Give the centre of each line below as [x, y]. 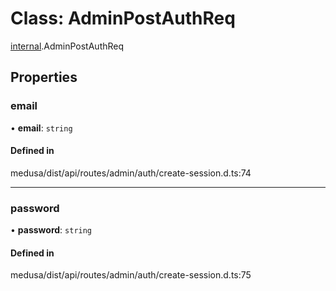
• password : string [51, 230]
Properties [44, 77]
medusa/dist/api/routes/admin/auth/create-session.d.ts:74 [131, 173]
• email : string [41, 128]
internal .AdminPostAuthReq [67, 46]
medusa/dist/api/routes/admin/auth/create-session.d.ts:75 [131, 275]
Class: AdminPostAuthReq [123, 18]
